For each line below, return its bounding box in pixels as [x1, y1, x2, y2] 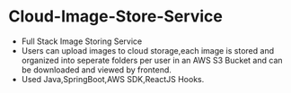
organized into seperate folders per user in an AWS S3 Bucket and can [21, 55, 284, 65]
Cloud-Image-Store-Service [8, 6, 224, 27]
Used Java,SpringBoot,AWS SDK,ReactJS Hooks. [21, 73, 205, 84]
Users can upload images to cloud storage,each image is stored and [21, 45, 275, 55]
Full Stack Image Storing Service [21, 36, 143, 46]
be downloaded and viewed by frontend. [21, 64, 172, 75]
